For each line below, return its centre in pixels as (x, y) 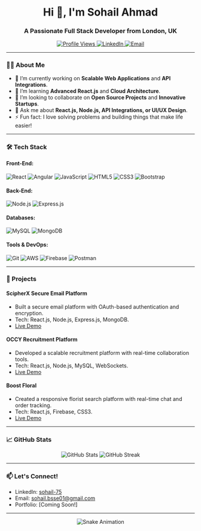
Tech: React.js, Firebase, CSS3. (54, 412)
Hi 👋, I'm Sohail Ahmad (100, 12)
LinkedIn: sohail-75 (38, 491)
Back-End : (19, 191)
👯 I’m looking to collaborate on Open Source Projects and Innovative (100, 97)
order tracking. (33, 405)
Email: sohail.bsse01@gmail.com (55, 498)
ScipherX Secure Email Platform (47, 294)
